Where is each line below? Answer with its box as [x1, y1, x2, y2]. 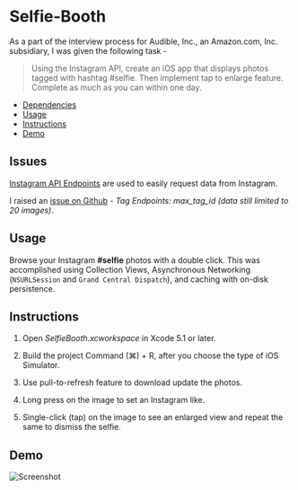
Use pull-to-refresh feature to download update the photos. [22, 377, 242, 388]
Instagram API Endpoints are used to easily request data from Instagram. [9, 178, 278, 188]
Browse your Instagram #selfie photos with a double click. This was [9, 254, 260, 266]
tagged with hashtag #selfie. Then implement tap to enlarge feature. [31, 72, 285, 83]
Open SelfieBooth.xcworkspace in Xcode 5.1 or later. [22, 333, 216, 344]
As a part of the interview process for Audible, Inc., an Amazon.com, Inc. [9, 36, 278, 47]
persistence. [9, 283, 56, 293]
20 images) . [9, 205, 54, 215]
